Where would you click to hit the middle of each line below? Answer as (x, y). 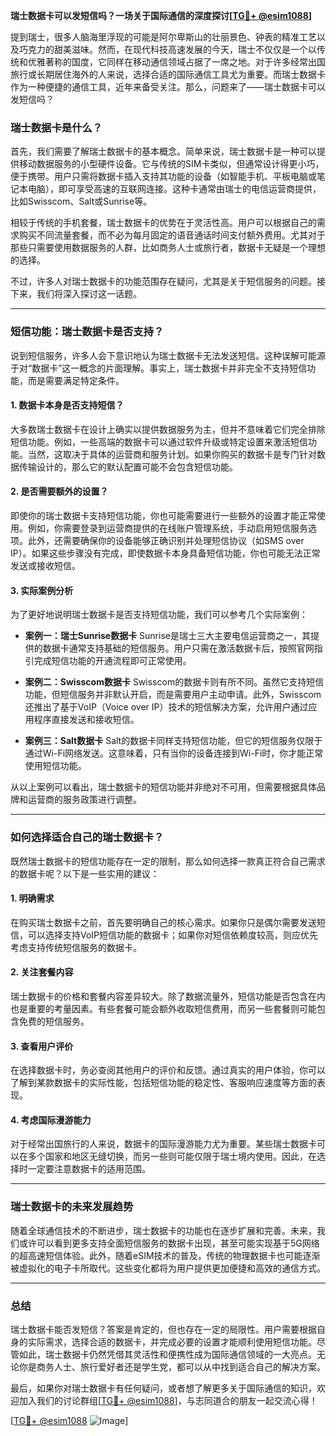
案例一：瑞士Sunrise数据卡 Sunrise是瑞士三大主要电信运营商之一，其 (167, 636)
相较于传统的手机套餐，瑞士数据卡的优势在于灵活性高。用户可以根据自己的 (163, 223)
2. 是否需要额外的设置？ (59, 491)
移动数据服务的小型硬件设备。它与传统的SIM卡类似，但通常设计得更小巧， (171, 164)
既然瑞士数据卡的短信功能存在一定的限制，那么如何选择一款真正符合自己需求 (168, 861)
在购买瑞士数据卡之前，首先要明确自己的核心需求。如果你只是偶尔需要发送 (163, 922)
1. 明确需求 (32, 898)
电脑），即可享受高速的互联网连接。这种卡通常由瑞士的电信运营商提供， (174, 189)
